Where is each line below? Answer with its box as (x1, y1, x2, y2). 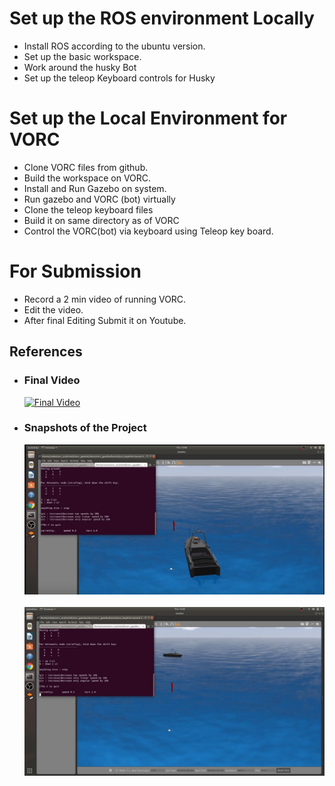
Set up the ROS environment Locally (9, 7, 315, 30)
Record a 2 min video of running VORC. (23, 293, 187, 305)
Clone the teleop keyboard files (23, 203, 154, 216)
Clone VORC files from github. (23, 161, 149, 173)
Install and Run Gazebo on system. (23, 182, 167, 194)
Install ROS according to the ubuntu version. (23, 40, 206, 52)
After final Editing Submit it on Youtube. (23, 314, 187, 326)
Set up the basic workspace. (23, 50, 142, 62)
